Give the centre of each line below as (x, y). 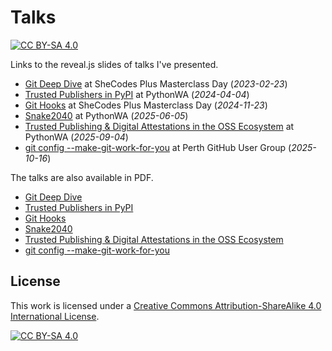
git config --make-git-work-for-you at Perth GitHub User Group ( (158, 147)
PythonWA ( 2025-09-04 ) (76, 137)
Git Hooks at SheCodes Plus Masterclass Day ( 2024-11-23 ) (146, 105)
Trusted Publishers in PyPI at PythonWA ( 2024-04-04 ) (137, 94)
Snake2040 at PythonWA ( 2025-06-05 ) (106, 115)
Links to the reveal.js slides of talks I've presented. (114, 64)
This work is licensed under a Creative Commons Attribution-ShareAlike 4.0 (166, 305)
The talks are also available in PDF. (82, 177)
